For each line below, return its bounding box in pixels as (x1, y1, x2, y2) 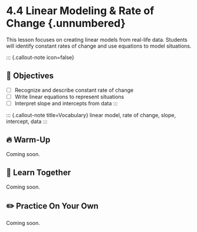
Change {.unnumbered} (6, 16, 126, 30)
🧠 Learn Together (6, 168, 71, 178)
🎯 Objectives (6, 71, 54, 81)
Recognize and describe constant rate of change (14, 87, 134, 94)
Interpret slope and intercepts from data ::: (14, 100, 118, 107)
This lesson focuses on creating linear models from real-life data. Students (6, 36, 188, 43)
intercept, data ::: (6, 118, 48, 125)
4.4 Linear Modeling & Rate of (6, 4, 155, 18)
